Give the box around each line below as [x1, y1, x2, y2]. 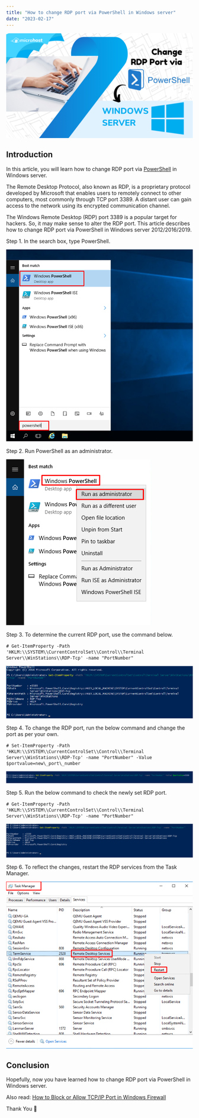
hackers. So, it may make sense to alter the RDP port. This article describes [6, 220, 191, 227]
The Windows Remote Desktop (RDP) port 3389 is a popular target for [6, 213, 178, 220]
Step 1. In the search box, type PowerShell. [6, 237, 111, 245]
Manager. [6, 870, 30, 877]
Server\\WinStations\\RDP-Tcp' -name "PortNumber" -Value [6, 755, 152, 761]
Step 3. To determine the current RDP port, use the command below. [6, 631, 174, 638]
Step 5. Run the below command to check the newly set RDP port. [6, 789, 167, 796]
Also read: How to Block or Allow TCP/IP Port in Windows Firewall [6, 1094, 166, 1101]
